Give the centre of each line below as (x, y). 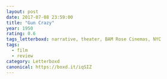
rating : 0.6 (21, 34)
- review (22, 56)
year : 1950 (20, 28)
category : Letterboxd (33, 61)
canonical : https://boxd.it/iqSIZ (49, 67)
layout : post (22, 12)
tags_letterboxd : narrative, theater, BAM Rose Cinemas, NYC (84, 39)
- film (20, 50)
